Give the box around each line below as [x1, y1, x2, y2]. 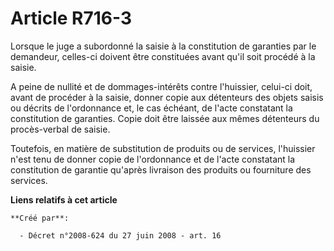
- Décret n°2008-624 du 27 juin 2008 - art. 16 [19, 230, 222, 241]
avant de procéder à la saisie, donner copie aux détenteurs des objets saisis [10, 91, 324, 103]
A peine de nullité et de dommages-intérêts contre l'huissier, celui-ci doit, [10, 80, 313, 92]
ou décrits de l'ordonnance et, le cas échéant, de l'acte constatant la [10, 102, 293, 114]
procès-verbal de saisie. [10, 123, 111, 135]
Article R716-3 [10, 7, 133, 30]
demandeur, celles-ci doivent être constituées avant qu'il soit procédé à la [10, 50, 316, 62]
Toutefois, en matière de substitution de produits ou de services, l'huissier [10, 142, 316, 154]
